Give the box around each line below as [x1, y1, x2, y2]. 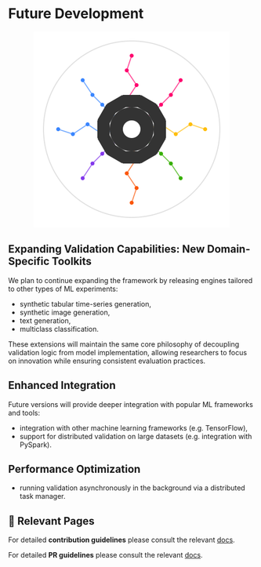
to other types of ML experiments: [8, 284, 118, 293]
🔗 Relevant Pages [8, 514, 96, 528]
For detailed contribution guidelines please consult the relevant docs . [8, 535, 235, 545]
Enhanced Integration [8, 379, 116, 392]
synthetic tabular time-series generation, [19, 299, 151, 308]
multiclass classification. [19, 324, 100, 333]
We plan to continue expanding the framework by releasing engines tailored [8, 275, 253, 285]
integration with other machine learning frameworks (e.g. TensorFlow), [19, 423, 248, 432]
